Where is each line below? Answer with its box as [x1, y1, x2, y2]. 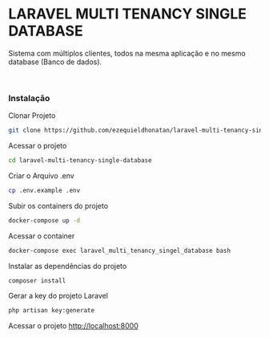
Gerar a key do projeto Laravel [8, 291, 108, 301]
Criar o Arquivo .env [8, 170, 74, 181]
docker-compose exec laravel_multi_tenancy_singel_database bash [8, 246, 231, 255]
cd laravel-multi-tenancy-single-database [8, 157, 152, 165]
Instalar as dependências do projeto [8, 261, 127, 271]
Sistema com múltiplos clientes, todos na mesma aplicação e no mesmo [8, 48, 246, 58]
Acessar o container [8, 230, 75, 241]
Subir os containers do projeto [8, 201, 109, 210]
